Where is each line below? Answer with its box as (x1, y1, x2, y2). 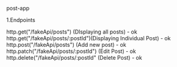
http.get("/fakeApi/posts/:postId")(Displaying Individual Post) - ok (6, 35, 171, 41)
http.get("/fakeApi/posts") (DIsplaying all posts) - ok (6, 28, 137, 35)
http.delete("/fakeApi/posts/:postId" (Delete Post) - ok (6, 54, 142, 61)
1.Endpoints (6, 16, 35, 23)
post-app (6, 5, 30, 12)
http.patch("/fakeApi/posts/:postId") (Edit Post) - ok (6, 48, 136, 55)
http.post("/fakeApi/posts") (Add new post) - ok (6, 41, 126, 48)
